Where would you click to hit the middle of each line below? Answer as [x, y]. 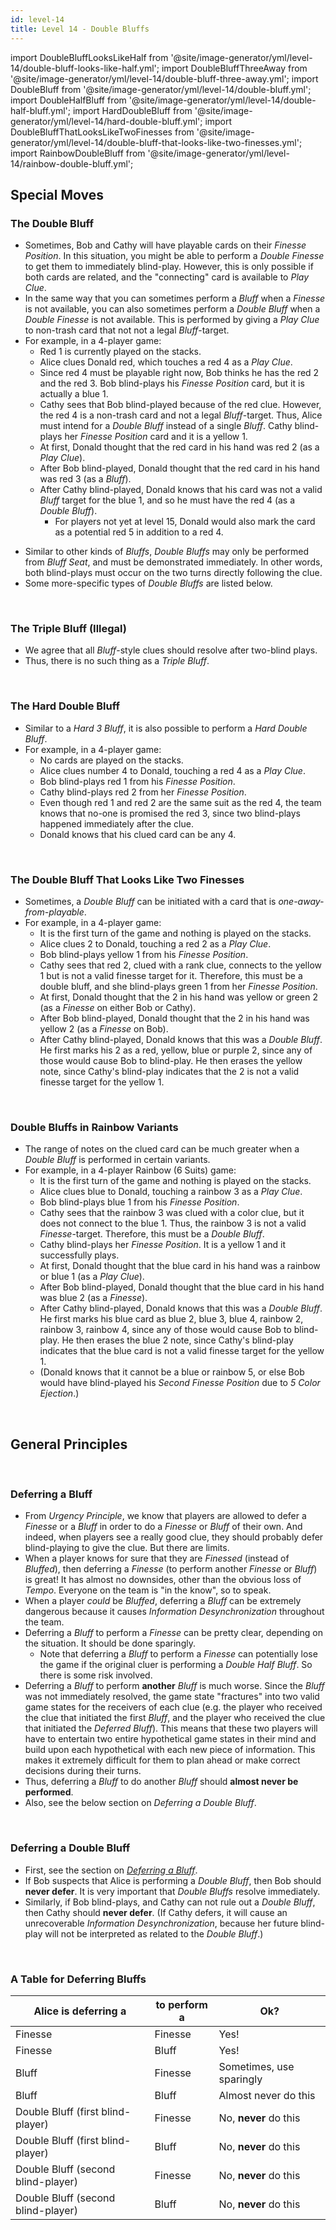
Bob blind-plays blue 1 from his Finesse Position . [139, 1202]
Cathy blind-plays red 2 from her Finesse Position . [143, 792]
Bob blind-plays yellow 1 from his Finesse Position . [144, 955]
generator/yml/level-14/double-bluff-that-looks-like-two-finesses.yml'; [156, 142]
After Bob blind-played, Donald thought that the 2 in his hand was [174, 1018]
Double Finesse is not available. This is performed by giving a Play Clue [172, 320]
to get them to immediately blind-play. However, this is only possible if [169, 267]
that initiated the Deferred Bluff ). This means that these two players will [171, 1728]
